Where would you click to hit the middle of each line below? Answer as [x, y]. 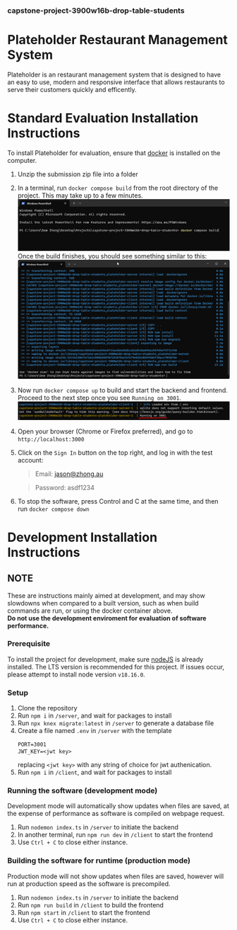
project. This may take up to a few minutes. [80, 195]
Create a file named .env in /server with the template [95, 731]
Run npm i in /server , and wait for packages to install [95, 716]
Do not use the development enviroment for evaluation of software [107, 618]
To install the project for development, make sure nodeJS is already [105, 659]
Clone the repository [47, 708]
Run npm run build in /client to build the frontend [91, 905]
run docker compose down [53, 509]
